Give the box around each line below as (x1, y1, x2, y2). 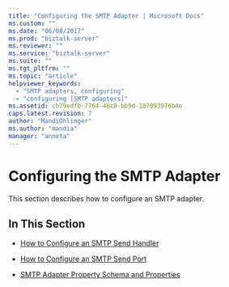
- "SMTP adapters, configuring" (15, 87, 125, 95)
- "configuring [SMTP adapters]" (15, 95, 129, 103)
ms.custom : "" (8, 19, 57, 27)
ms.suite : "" (8, 57, 53, 65)
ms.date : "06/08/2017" (8, 27, 85, 35)
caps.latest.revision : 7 (8, 110, 92, 118)
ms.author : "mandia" (8, 125, 78, 133)
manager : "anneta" (8, 132, 70, 140)
